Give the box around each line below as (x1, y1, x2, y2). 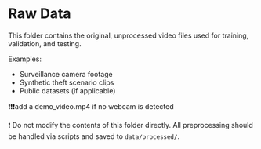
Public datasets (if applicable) (19, 85, 116, 95)
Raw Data (8, 5, 72, 23)
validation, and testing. (8, 38, 82, 48)
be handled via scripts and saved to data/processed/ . (8, 131, 180, 141)
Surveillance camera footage (19, 69, 114, 78)
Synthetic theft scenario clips (19, 78, 114, 87)
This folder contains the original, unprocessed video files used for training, (8, 31, 249, 40)
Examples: (8, 54, 42, 64)
